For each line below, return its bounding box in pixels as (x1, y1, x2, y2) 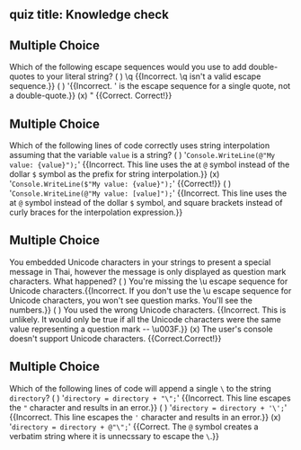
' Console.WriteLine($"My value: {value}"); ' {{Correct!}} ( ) (9, 179, 232, 190)
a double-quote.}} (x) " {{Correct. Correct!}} (9, 90, 173, 101)
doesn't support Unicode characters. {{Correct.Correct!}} (9, 332, 222, 344)
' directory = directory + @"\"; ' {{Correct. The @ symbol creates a (9, 421, 259, 432)
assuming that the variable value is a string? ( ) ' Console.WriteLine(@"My (9, 150, 276, 161)
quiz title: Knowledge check (9, 7, 169, 22)
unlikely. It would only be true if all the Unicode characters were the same (9, 313, 281, 324)
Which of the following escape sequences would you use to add (9, 62, 247, 73)
